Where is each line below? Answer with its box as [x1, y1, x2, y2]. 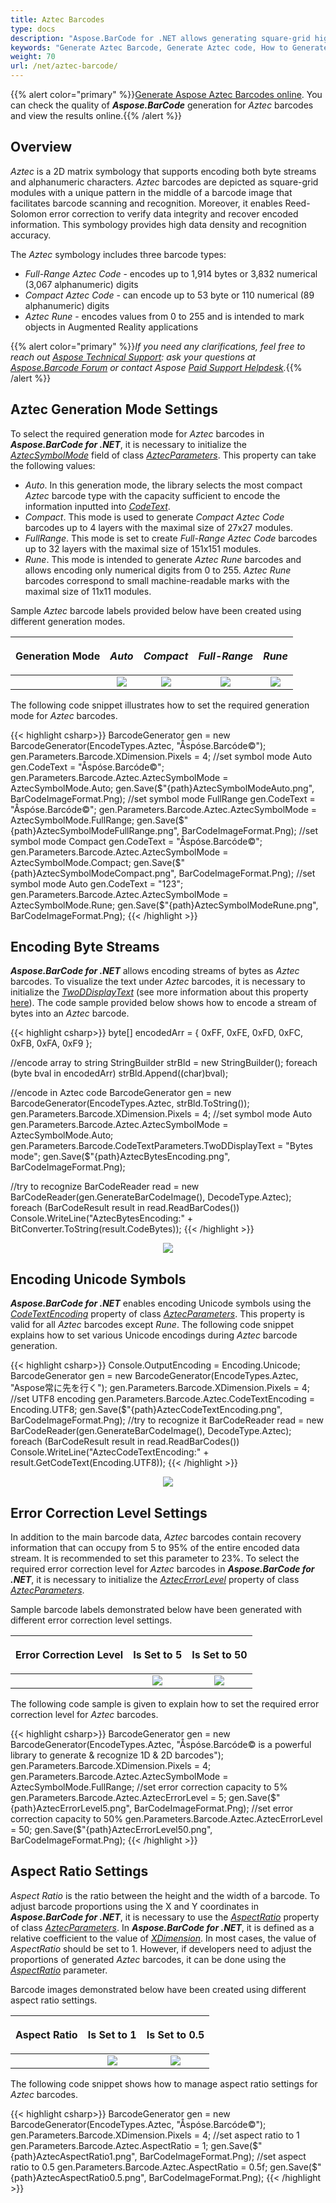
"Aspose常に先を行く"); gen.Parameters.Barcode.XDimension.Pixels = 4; [10, 1382, 310, 1394]
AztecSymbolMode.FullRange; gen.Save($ [10, 814, 185, 826]
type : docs [10, 24, 56, 34]
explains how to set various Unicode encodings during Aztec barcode [10, 1329, 298, 1341]
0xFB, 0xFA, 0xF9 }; [10, 1037, 93, 1050]
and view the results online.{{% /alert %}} [10, 110, 183, 121]
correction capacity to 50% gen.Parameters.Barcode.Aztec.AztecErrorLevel [10, 1813, 323, 1825]
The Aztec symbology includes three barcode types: [10, 248, 227, 260]
